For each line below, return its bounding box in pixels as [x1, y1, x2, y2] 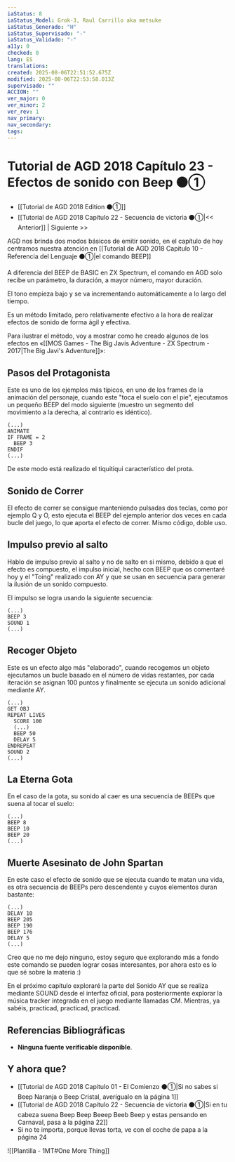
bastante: [7, 890, 35, 899]
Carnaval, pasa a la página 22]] [17, 1118, 108, 1126]
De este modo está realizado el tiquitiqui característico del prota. [7, 465, 194, 473]
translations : [7, 62, 49, 70]
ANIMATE [7, 428, 30, 435]
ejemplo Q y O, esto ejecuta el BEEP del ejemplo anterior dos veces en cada [7, 510, 227, 520]
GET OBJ [7, 705, 30, 713]
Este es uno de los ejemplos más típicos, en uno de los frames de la [7, 385, 203, 394]
